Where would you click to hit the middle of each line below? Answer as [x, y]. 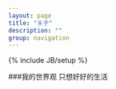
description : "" [35, 30]
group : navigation [39, 38]
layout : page [30, 15]
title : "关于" [31, 23]
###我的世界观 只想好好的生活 [58, 77]
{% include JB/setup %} [48, 60]
